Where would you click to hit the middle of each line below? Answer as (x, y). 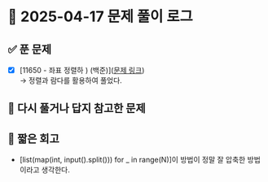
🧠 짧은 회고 (34, 139)
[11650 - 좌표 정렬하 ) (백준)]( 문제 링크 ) (82, 70)
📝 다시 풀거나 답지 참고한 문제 (77, 108)
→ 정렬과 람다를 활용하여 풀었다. (71, 80)
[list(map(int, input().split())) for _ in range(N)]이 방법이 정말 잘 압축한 (132, 160)
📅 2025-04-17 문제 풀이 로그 (100, 17)
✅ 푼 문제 (30, 49)
